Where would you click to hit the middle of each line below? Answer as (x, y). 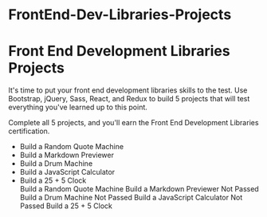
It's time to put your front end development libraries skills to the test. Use (128, 90)
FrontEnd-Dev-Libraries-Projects (120, 15)
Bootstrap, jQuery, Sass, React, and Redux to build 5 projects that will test (129, 99)
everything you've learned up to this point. (78, 107)
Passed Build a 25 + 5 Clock (66, 206)
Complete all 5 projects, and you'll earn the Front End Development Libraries (133, 123)
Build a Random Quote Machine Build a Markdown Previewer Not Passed (139, 189)
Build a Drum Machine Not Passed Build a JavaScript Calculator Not (131, 198)
